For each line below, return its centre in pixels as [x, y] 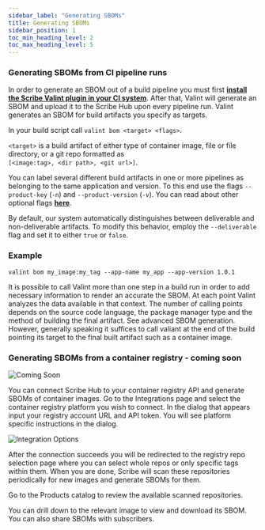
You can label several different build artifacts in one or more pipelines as [126, 178]
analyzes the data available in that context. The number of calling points [125, 303]
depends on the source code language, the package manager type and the [131, 312]
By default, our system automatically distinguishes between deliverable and [131, 218]
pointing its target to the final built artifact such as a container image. [121, 337]
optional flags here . [40, 203]
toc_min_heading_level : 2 [51, 38]
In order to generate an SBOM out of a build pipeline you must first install [128, 90]
